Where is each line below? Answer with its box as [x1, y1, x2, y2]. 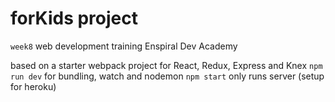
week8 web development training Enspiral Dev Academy [10, 40, 238, 52]
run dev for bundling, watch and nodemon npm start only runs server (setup [10, 70, 325, 82]
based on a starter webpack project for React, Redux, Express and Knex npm [10, 59, 323, 71]
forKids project [10, 7, 138, 30]
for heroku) [10, 80, 57, 92]
